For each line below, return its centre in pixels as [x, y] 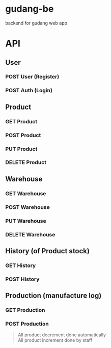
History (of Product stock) [48, 251]
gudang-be [30, 9]
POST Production [27, 324]
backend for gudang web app [36, 23]
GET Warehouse [26, 193]
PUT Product [21, 149]
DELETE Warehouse [30, 234]
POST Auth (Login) [29, 91]
